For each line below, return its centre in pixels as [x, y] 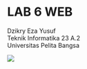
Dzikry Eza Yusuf [32, 31]
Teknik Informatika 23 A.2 [44, 38]
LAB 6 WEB [40, 12]
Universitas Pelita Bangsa [43, 45]
